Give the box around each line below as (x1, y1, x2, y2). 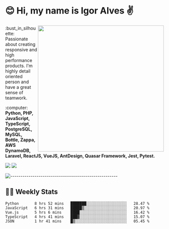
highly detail (5, 68, 31, 74)
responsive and (5, 46, 38, 52)
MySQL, (5, 131, 23, 137)
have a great (5, 84, 31, 90)
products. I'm (5, 63, 33, 69)
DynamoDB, (5, 147, 31, 153)
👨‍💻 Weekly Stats (5, 188, 58, 196)
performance (5, 57, 33, 63)
